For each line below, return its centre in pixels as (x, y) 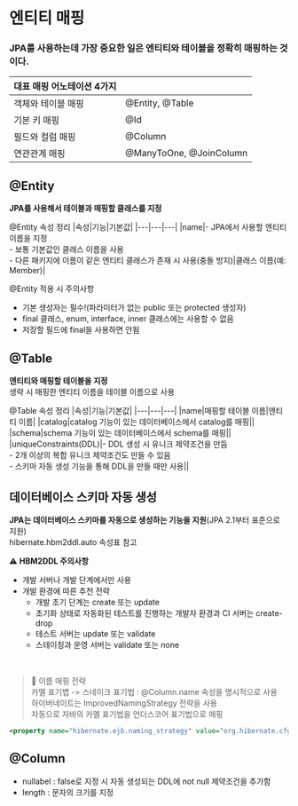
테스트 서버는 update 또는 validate (95, 633)
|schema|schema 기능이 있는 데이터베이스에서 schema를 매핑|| (121, 433)
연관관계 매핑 (39, 154)
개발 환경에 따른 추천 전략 (66, 590)
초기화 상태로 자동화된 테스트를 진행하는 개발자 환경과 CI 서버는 (145, 612)
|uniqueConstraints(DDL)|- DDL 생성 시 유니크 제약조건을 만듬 (118, 444)
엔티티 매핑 (47, 18)
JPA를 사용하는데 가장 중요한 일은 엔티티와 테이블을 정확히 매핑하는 (143, 48)
